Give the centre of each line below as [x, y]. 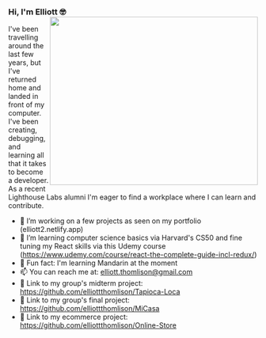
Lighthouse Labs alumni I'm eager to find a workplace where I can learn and [132, 197]
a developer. [28, 180]
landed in [23, 97]
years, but [25, 63]
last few [21, 55]
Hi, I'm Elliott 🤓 [37, 12]
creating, [23, 130]
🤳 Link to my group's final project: [75, 300]
